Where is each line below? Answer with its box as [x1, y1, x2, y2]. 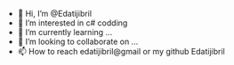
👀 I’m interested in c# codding [17, 18, 128, 28]
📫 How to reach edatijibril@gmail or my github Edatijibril [17, 47, 225, 56]
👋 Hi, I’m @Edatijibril [17, 9, 92, 18]
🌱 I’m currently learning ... [17, 27, 113, 37]
